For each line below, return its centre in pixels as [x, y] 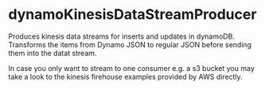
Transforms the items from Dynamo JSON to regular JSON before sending [130, 44]
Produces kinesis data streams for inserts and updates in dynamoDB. [121, 36]
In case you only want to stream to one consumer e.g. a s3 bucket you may [131, 68]
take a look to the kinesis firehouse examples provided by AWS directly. [125, 76]
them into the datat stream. [53, 53]
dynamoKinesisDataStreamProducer [132, 15]
